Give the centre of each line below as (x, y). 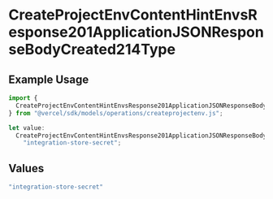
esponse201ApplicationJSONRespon (136, 32)
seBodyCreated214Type (92, 50)
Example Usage (49, 79)
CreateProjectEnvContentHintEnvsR (133, 15)
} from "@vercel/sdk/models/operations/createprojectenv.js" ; (116, 113)
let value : (27, 128)
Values (26, 168)
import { (23, 98)
